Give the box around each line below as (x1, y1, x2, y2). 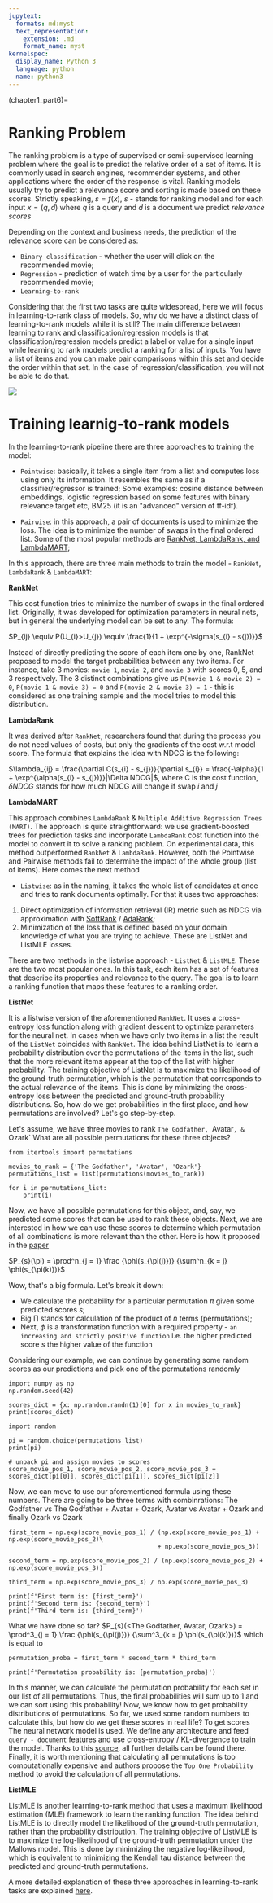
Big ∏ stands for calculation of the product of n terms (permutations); (19, 1313, 253, 1323)
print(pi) (8, 1444, 42, 1452)
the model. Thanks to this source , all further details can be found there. (8, 1743, 247, 1752)
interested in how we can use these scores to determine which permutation (8, 1223, 262, 1233)
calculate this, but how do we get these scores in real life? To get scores (8, 1716, 250, 1727)
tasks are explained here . (8, 1885, 93, 1895)
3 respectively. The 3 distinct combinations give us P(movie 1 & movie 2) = (8, 673, 261, 683)
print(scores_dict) (8, 1408, 75, 1416)
